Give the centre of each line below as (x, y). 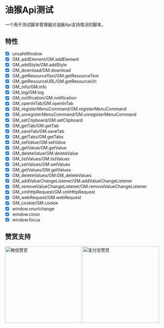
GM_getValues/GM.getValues (41, 170)
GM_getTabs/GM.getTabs (38, 137)
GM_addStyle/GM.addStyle (40, 65)
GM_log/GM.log (28, 92)
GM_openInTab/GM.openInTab (43, 103)
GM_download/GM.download (41, 70)
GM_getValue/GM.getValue (39, 148)
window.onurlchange (33, 208)
